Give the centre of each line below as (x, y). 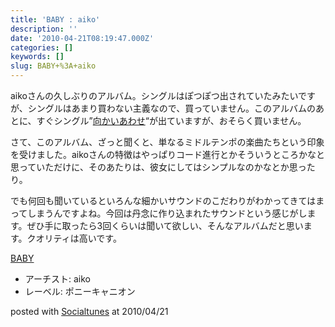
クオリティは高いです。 (74, 238)
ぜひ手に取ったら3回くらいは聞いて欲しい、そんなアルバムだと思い (165, 225)
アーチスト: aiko (57, 279)
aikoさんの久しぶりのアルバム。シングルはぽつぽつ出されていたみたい (154, 95)
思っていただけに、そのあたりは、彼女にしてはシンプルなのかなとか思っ (158, 167)
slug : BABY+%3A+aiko (53, 66)
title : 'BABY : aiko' (55, 19)
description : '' (44, 29)
